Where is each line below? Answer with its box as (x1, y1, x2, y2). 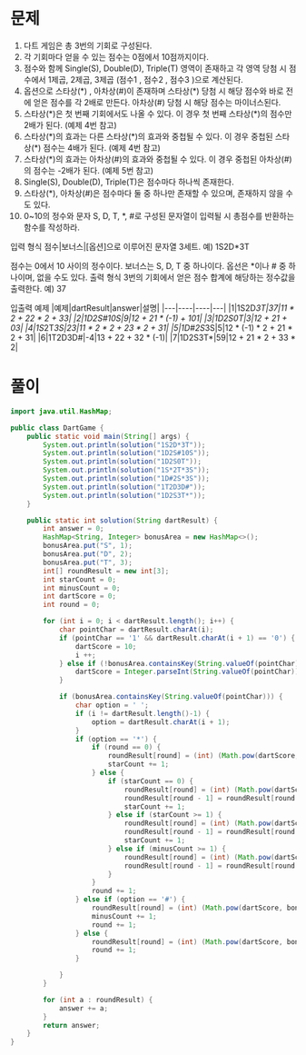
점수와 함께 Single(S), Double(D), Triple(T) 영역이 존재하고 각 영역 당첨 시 (23, 63, 287, 74)
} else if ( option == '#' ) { (74, 895, 185, 904)
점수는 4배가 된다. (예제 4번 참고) (43, 142, 162, 153)
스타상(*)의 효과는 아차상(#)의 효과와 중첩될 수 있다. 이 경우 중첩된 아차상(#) (23, 154, 293, 164)
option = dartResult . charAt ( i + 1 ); (91, 717, 231, 727)
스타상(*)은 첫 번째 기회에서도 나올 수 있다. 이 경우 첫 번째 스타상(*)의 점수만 (23, 108, 292, 119)
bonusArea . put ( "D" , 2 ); (43, 550, 133, 559)
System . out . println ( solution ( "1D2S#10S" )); (43, 449, 210, 458)
